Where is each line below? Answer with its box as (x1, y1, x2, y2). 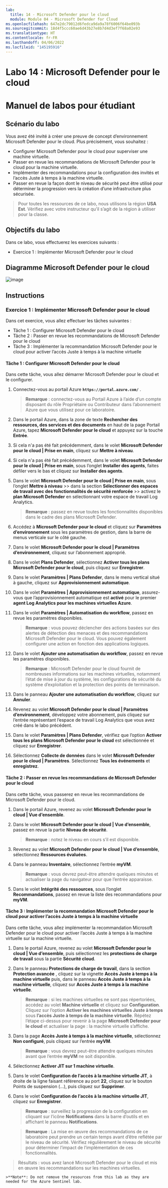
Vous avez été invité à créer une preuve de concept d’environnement (5, 133, 148, 139)
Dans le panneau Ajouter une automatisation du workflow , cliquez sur (12, 691, 160, 698)
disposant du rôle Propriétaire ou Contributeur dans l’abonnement (25, 402, 161, 408)
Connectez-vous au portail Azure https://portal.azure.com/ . (12, 386, 141, 392)
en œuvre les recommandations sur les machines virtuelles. (17, 1165, 141, 1171)
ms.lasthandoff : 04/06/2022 (5, 40, 64, 45)
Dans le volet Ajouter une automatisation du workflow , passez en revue (12, 650, 163, 656)
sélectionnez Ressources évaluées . (12, 851, 87, 857)
